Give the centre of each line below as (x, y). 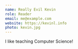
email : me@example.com (28, 18)
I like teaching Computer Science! (39, 41)
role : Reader (18, 14)
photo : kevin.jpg (23, 28)
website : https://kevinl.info (36, 23)
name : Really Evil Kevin (30, 9)
